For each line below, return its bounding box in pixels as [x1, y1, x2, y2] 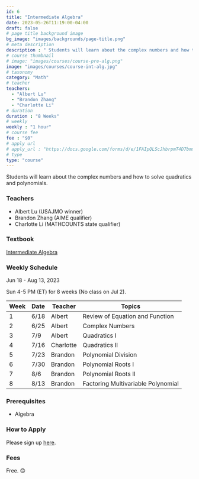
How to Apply [6, 425, 46, 433]
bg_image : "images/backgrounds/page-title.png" [6, 36, 126, 42]
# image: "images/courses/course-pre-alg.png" [6, 58, 123, 64]
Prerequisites [6, 397, 46, 406]
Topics [121, 302, 141, 310]
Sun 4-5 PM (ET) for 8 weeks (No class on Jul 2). [6, 288, 126, 296]
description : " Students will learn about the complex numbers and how [6, 47, 190, 53]
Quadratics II [82, 341, 118, 349]
